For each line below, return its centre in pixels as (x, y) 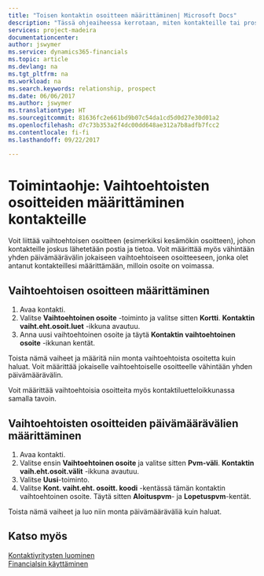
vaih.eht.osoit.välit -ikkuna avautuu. (79, 471)
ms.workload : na (35, 81)
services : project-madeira (52, 30)
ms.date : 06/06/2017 (42, 96)
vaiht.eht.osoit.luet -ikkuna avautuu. (80, 327)
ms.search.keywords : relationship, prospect (82, 89)
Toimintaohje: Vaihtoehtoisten (109, 185)
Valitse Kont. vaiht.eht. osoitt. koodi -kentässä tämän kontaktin (122, 488)
